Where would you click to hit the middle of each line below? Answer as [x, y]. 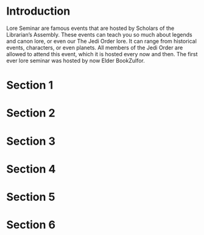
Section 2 [31, 113]
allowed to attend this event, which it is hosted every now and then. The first [102, 54]
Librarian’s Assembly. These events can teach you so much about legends [100, 34]
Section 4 [31, 169]
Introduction [38, 11]
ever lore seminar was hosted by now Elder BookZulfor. [76, 60]
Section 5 [31, 197]
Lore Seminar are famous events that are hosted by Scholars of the [90, 28]
